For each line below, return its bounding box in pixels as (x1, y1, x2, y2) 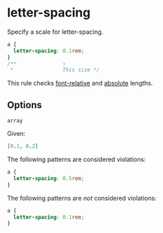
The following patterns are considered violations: (7, 155, 146, 163)
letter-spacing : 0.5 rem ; (13, 174, 85, 182)
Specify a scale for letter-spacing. (7, 28, 104, 36)
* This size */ (10, 67, 100, 74)
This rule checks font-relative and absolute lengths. (7, 79, 153, 88)
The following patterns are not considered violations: (7, 194, 157, 202)
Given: (7, 130, 25, 138)
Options (7, 99, 43, 111)
